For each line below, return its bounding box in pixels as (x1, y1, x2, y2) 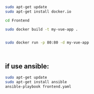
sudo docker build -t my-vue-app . (5, 27, 78, 32)
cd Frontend (5, 18, 30, 23)
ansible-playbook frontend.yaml (5, 84, 71, 89)
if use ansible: (5, 62, 49, 70)
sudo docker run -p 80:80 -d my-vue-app (5, 40, 90, 45)
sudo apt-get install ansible (5, 80, 67, 85)
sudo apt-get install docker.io (5, 9, 71, 14)
